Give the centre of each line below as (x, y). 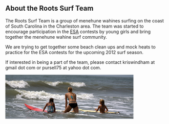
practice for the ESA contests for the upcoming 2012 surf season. (75, 52)
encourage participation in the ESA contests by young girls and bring (78, 31)
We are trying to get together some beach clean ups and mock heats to (81, 47)
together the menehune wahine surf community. (56, 37)
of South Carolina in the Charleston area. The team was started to (75, 26)
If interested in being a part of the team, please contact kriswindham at (80, 62)
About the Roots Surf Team (49, 8)
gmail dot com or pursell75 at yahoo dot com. (53, 67)
